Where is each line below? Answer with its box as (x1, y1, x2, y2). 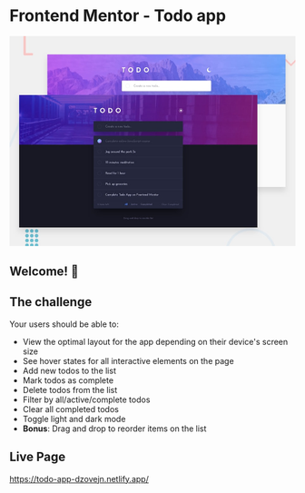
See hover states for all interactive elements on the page (22, 355, 234, 366)
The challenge (9, 294, 93, 310)
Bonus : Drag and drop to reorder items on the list (22, 423, 207, 434)
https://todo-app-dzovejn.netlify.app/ (9, 473, 150, 484)
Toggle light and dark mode (22, 413, 126, 424)
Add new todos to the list (22, 365, 116, 376)
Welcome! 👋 (9, 263, 79, 279)
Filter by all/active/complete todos (22, 394, 151, 405)
